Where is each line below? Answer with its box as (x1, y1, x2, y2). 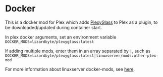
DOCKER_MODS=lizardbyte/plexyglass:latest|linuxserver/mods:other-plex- (5, 53, 159, 58)
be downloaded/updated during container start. (5, 24, 103, 30)
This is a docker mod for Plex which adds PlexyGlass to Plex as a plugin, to (5, 19, 158, 25)
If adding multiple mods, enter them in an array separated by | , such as (5, 48, 151, 54)
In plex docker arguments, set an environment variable (5, 34, 116, 40)
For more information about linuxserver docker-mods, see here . (5, 66, 135, 72)
